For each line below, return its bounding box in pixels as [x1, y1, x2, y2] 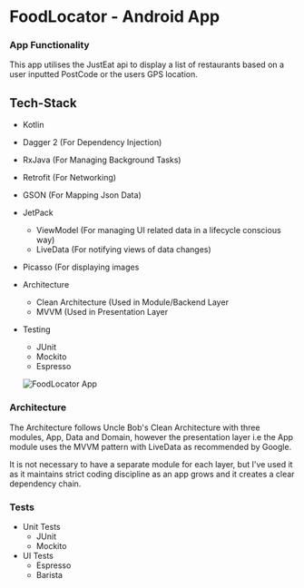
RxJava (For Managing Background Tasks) [22, 154, 181, 165]
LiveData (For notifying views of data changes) [35, 244, 211, 255]
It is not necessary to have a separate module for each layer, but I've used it [9, 458, 293, 469]
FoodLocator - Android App [9, 6, 221, 27]
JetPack [22, 207, 54, 219]
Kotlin [22, 120, 44, 131]
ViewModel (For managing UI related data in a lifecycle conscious [35, 225, 281, 236]
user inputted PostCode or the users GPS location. [9, 69, 198, 80]
